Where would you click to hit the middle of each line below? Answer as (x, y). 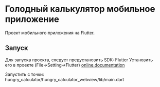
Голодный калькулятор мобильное (80, 9)
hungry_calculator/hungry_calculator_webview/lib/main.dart (65, 79)
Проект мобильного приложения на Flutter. (50, 33)
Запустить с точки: (25, 74)
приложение (32, 19)
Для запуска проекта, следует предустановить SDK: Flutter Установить (79, 60)
